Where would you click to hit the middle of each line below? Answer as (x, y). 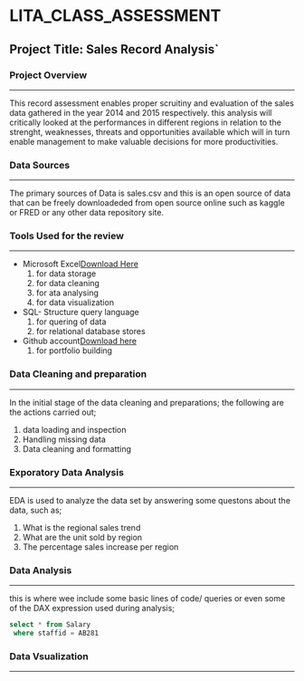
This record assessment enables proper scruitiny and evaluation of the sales (152, 103)
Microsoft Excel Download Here (80, 264)
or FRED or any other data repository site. (87, 213)
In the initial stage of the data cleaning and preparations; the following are (147, 402)
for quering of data (71, 321)
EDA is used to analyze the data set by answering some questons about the (150, 501)
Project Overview (48, 75)
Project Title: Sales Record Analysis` (114, 49)
